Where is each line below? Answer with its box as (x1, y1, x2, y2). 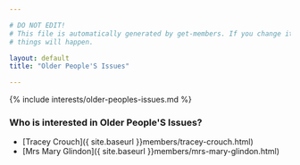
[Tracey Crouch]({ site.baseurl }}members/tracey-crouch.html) (21, 136, 254, 147)
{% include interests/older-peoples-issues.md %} (9, 95, 192, 105)
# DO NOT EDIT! (9, 21, 66, 29)
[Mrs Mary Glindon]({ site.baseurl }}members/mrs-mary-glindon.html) (21, 146, 279, 157)
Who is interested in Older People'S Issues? (9, 117, 203, 129)
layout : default (9, 54, 70, 62)
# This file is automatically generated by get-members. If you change (9, 29, 281, 38)
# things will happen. (9, 37, 94, 46)
